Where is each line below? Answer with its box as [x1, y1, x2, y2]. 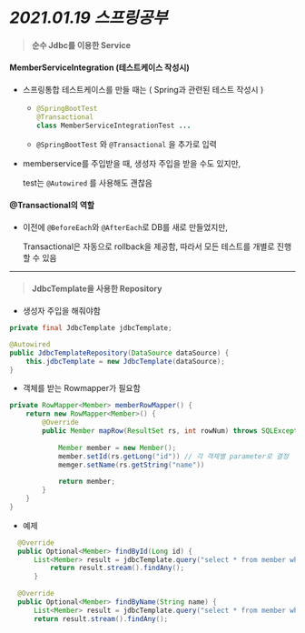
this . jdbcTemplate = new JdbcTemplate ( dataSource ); [25, 357, 225, 366]
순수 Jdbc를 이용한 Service [31, 39, 132, 50]
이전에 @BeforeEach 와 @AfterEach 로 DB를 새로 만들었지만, [22, 221, 229, 232]
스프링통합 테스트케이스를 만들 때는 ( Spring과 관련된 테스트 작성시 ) [22, 84, 264, 95]
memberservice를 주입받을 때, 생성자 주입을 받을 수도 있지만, [22, 157, 241, 168]
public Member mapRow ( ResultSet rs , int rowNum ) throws [42, 427, 258, 436]
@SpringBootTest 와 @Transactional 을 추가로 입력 [35, 138, 218, 149]
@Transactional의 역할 [9, 200, 95, 211]
